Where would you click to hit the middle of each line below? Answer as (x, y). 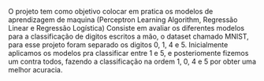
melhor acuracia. (35, 70)
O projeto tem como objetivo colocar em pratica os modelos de (111, 11)
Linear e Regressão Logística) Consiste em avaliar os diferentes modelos (126, 28)
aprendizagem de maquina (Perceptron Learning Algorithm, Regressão (123, 20)
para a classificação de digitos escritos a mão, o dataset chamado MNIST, (129, 36)
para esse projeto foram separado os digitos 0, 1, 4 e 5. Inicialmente (118, 45)
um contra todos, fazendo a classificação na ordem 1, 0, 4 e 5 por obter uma (132, 61)
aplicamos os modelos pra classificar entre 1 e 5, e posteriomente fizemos (128, 53)
